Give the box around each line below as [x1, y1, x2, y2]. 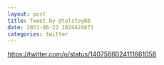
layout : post [7, 10, 46, 18]
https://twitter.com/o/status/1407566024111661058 [7, 50, 157, 59]
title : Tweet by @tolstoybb [7, 17, 91, 24]
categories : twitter [7, 30, 69, 38]
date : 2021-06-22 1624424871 [7, 24, 94, 31]
